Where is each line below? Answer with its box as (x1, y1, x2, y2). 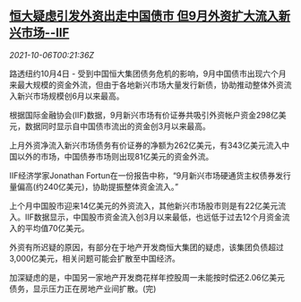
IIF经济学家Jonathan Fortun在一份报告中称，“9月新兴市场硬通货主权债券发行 (9, 169, 291, 181)
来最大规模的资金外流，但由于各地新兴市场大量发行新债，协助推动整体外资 (9, 79, 284, 90)
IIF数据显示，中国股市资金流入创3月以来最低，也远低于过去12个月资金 (24, 211, 282, 222)
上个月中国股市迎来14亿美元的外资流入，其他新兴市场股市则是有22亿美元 (9, 200, 279, 211)
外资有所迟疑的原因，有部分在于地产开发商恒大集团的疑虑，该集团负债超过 (9, 241, 284, 253)
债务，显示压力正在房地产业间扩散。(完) (9, 283, 157, 294)
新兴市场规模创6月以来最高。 (16, 91, 125, 101)
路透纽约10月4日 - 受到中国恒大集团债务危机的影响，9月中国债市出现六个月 (9, 68, 287, 79)
